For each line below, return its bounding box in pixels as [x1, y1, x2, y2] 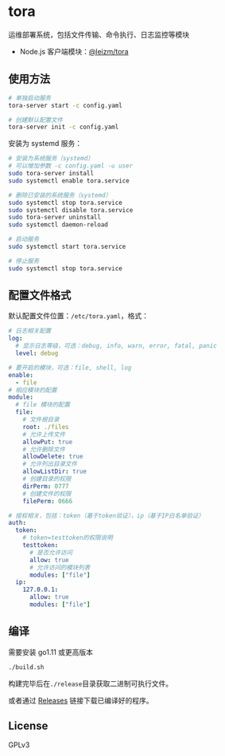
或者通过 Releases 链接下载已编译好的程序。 [8, 695, 153, 705]
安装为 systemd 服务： [8, 139, 82, 148]
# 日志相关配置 [8, 327, 52, 335]
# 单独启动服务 [8, 94, 52, 102]
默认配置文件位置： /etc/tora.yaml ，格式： [8, 311, 149, 321]
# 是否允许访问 [29, 549, 73, 557]
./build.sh [8, 663, 45, 671]
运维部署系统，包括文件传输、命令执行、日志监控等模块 [8, 30, 189, 39]
